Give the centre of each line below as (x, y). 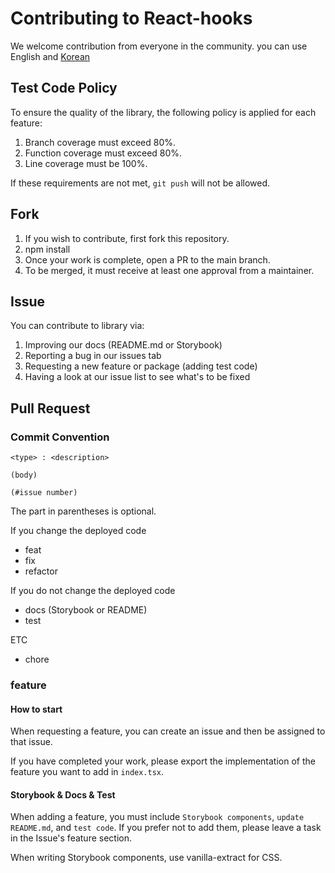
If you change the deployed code (78, 531)
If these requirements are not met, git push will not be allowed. (140, 183)
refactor (41, 571)
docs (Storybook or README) (86, 610)
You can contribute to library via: (77, 326)
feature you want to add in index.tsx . (87, 772)
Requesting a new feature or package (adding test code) (141, 366)
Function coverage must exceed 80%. (103, 153)
